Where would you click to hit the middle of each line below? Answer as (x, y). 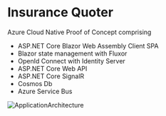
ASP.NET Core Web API (52, 68)
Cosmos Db (35, 83)
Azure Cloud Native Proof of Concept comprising (79, 32)
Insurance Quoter (61, 12)
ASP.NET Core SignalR (51, 76)
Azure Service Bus (45, 91)
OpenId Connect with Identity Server (72, 60)
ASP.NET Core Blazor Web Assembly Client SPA (88, 46)
